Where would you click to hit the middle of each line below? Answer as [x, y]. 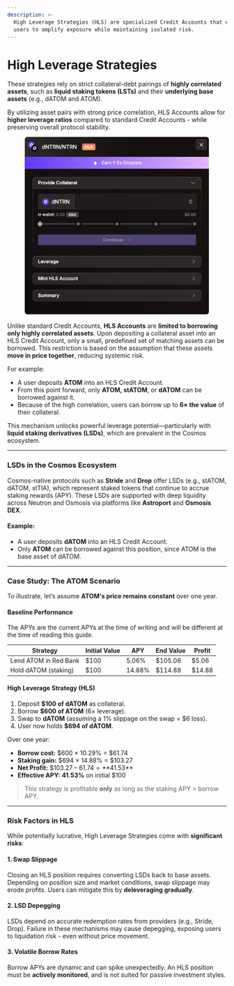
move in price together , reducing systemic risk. [76, 356]
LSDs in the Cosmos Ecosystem [62, 465]
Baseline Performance [40, 612]
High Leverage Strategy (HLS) [51, 688]
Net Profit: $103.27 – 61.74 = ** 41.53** [75, 768]
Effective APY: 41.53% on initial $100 [71, 775]
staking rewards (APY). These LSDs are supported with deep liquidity [107, 495]
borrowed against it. [46, 397]
